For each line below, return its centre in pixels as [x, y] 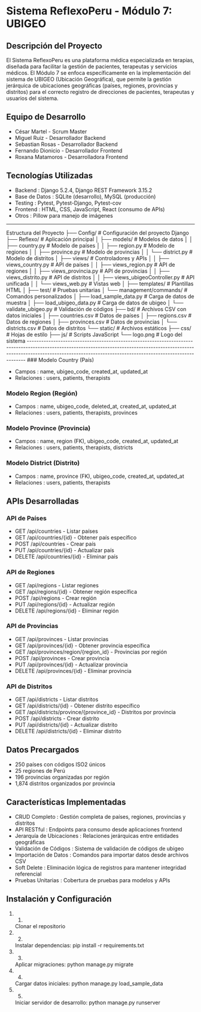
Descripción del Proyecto [54, 46]
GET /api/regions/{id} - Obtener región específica [76, 592]
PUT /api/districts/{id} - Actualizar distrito [66, 725]
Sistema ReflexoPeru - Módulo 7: [89, 11]
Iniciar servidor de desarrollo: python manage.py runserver [87, 1002]
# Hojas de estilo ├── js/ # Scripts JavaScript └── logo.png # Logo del [94, 334]
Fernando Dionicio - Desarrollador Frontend [68, 150]
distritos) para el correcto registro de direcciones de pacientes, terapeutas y [100, 92]
